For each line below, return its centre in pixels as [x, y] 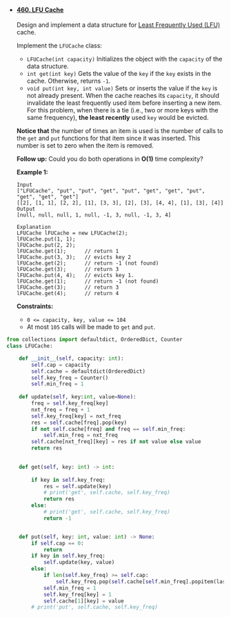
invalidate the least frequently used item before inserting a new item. [124, 103]
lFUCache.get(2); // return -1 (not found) [88, 263]
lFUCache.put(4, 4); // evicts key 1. [75, 276]
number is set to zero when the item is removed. [85, 145]
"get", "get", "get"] [47, 197]
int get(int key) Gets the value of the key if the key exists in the [119, 74]
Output [26, 209]
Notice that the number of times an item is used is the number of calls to [120, 131]
